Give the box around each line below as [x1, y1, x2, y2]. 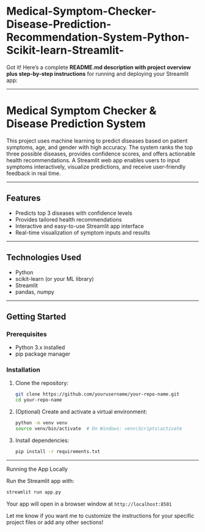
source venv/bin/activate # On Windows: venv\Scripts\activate [15, 425, 182, 432]
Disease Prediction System [6, 117, 146, 131]
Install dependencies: [15, 436, 70, 444]
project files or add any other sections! [6, 519, 104, 526]
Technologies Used [6, 252, 81, 263]
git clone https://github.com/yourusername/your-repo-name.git [15, 391, 180, 397]
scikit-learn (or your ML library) [15, 275, 95, 282]
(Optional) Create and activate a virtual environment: [15, 408, 148, 416]
